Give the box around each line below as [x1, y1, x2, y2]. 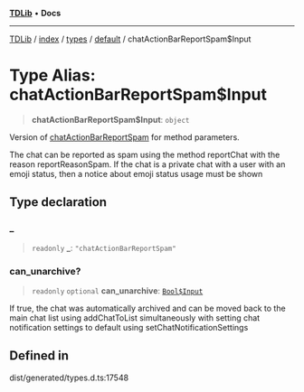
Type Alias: [9, 65, 97, 86]
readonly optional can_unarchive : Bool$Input [31, 285, 204, 296]
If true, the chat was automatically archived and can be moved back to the [9, 303, 287, 313]
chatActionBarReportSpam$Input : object [31, 114, 190, 125]
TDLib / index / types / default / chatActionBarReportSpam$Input [9, 33, 252, 44]
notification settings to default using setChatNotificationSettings [9, 322, 249, 332]
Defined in [9, 348, 70, 364]
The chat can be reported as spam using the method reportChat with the [9, 149, 280, 160]
